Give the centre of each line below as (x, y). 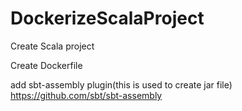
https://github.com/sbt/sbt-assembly (86, 95)
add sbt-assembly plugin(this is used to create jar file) (121, 84)
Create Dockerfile (46, 65)
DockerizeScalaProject (107, 18)
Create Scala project (52, 46)
